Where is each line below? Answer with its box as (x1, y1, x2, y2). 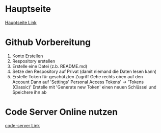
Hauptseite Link (5, 20, 37, 25)
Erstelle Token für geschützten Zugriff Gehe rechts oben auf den (12, 73, 143, 79)
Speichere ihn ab (12, 89, 47, 95)
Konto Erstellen (12, 53, 43, 59)
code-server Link (5, 122, 40, 128)
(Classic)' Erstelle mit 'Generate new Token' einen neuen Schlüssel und (12, 84, 157, 90)
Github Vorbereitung (5, 37, 91, 48)
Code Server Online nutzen (5, 107, 118, 118)
